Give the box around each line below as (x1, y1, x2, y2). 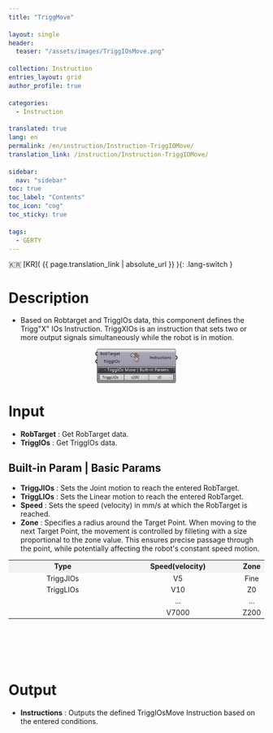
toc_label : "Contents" (8, 194, 85, 202)
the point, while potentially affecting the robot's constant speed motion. (19, 543, 260, 553)
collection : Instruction (8, 65, 93, 73)
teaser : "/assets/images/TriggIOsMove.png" (15, 47, 165, 56)
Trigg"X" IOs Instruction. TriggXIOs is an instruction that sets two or (19, 324, 248, 334)
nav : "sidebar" (15, 176, 67, 185)
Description (8, 289, 89, 307)
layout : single (8, 30, 60, 38)
